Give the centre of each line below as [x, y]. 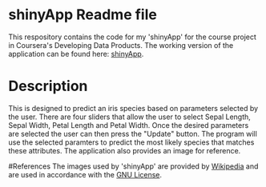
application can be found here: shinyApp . [76, 54]
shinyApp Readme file [83, 15]
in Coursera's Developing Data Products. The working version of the [121, 45]
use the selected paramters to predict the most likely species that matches [131, 142]
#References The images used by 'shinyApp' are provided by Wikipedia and [133, 166]
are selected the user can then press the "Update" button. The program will [133, 133]
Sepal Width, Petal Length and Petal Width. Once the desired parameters [129, 125]
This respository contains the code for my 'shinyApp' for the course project [132, 37]
